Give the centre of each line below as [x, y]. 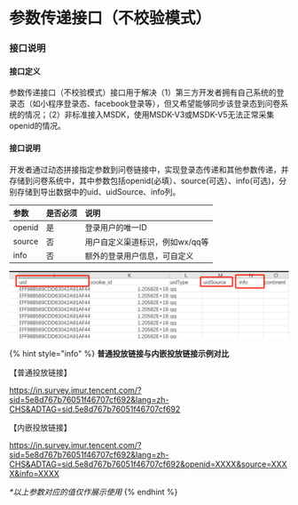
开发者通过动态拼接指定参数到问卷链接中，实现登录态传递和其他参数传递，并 [149, 169]
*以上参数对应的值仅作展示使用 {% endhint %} [94, 492]
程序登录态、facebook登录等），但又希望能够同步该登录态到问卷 [164, 104]
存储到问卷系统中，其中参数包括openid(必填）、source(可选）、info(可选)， [144, 180]
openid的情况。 [38, 126]
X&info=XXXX [35, 474]
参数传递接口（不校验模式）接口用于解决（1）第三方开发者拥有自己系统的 [143, 92]
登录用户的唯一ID [116, 228]
